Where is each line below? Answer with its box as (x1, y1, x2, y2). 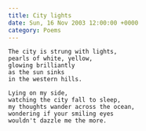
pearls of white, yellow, (8, 54, 93, 63)
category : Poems (8, 26, 61, 34)
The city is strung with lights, (8, 48, 118, 56)
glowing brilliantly (8, 62, 76, 69)
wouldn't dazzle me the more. (8, 117, 108, 125)
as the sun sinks (8, 69, 65, 77)
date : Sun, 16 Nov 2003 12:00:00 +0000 (8, 19, 139, 27)
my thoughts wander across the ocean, (8, 103, 135, 111)
